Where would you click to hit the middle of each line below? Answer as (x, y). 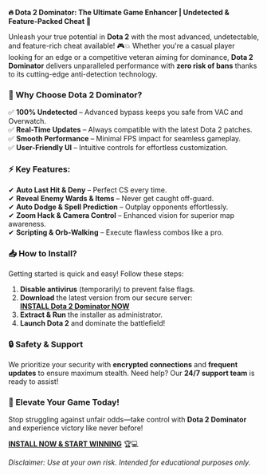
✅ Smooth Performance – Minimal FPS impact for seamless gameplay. (125, 139)
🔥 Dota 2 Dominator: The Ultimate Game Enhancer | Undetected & (119, 12)
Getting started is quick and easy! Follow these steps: (96, 273)
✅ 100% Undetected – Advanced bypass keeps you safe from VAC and (126, 113)
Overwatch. (27, 121)
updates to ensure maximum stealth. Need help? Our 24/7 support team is (132, 373)
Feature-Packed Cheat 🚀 (50, 21)
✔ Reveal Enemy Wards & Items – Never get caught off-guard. (111, 198)
